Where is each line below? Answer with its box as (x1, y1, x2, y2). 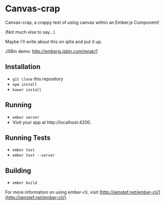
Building (5, 166, 31, 175)
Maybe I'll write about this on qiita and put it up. (5, 38, 103, 45)
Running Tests (5, 134, 51, 142)
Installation (5, 63, 41, 71)
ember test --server (12, 153, 55, 158)
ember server (12, 115, 40, 120)
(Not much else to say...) (5, 29, 55, 35)
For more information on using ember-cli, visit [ (5, 189, 102, 195)
